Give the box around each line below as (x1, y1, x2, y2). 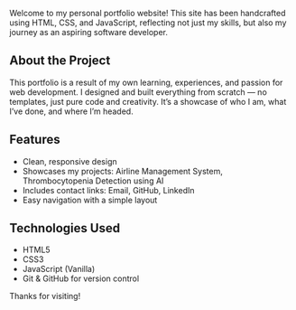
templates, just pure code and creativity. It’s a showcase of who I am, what (9, 96, 287, 107)
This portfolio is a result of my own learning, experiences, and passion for (9, 77, 283, 88)
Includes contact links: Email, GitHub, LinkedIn (22, 184, 195, 195)
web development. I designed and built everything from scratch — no (9, 86, 268, 98)
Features (9, 132, 60, 147)
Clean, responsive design (22, 155, 117, 166)
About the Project (9, 53, 111, 69)
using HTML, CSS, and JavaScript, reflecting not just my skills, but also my (9, 17, 287, 28)
